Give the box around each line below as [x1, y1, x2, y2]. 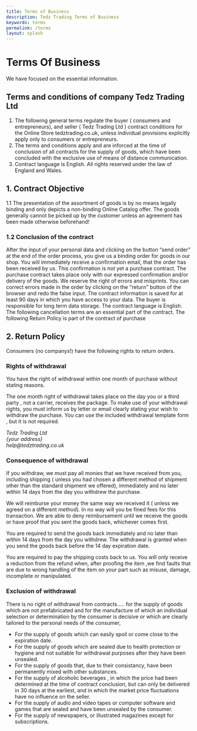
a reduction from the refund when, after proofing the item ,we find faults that [6, 560, 191, 567]
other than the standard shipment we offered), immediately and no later [6, 482, 179, 489]
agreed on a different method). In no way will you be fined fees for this [6, 506, 176, 513]
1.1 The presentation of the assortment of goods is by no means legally [6, 199, 176, 206]
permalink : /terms [6, 25, 51, 31]
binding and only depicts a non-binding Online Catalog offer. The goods [6, 206, 180, 213]
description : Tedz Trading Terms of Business [6, 14, 119, 20]
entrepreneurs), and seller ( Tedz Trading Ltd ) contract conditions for [14, 123, 183, 130]
